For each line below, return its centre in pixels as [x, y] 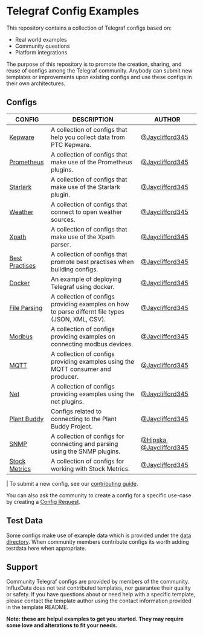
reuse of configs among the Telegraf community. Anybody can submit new [99, 70]
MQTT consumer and [81, 369]
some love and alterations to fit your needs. [62, 625]
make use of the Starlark [85, 187]
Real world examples [41, 39]
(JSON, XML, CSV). [78, 319]
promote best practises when [92, 262]
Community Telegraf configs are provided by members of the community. [98, 582]
